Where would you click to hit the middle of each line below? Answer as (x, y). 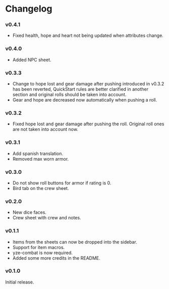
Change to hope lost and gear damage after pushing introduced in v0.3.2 (88, 84)
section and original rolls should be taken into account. (69, 94)
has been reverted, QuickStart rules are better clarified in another (80, 89)
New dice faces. (30, 212)
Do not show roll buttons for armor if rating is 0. (62, 183)
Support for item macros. (39, 247)
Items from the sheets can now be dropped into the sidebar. (75, 242)
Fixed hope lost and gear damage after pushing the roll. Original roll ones (88, 124)
